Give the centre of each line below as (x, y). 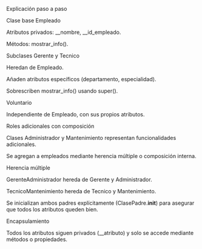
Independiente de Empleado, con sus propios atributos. (76, 114)
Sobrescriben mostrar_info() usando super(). (62, 91)
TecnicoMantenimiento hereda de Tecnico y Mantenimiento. (81, 191)
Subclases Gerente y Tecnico (43, 56)
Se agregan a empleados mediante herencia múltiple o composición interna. (102, 156)
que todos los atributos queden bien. (52, 209)
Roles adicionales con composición (50, 126)
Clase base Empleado (33, 20)
